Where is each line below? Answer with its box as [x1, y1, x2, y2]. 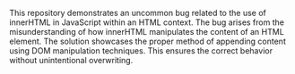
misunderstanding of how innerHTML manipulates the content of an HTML [9, 27, 284, 37]
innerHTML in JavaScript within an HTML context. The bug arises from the [9, 17, 285, 28]
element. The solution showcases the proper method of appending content [9, 36, 287, 46]
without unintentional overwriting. [9, 55, 134, 65]
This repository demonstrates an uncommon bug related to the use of [9, 8, 266, 18]
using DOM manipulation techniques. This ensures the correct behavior [9, 45, 273, 56]
